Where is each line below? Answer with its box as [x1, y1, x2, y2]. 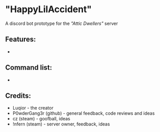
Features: [5, 35, 36, 44]
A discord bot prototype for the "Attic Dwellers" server [5, 20, 118, 26]
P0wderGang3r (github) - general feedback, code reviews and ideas [12, 110, 155, 116]
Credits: [5, 91, 31, 100]
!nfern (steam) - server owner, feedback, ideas [12, 121, 110, 127]
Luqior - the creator [12, 105, 54, 111]
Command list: [5, 63, 52, 72]
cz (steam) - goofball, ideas [12, 116, 71, 122]
